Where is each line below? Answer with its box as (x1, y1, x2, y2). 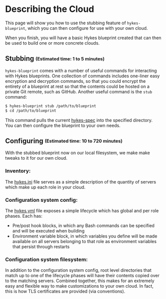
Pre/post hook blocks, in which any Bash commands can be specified (12, 222, 155, 229)
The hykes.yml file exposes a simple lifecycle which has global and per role (5, 207, 159, 214)
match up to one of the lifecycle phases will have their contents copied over (5, 273, 160, 279)
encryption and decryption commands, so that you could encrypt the (5, 78, 146, 84)
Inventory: (5, 168, 31, 175)
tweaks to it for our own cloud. (5, 155, 68, 161)
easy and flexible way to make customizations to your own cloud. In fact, (5, 283, 154, 289)
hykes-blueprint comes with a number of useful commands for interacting (5, 67, 157, 73)
